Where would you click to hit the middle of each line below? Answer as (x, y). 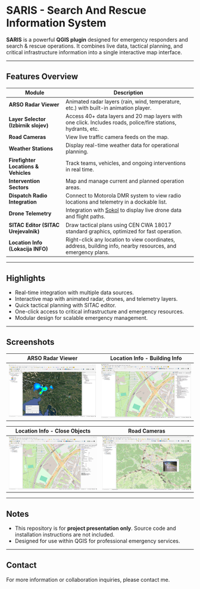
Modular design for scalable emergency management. (81, 318)
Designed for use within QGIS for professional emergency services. (97, 541)
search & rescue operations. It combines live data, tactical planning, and (95, 46)
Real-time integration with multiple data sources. (74, 292)
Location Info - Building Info (146, 358)
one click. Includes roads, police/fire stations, (121, 122)
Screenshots (30, 342)
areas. (73, 187)
